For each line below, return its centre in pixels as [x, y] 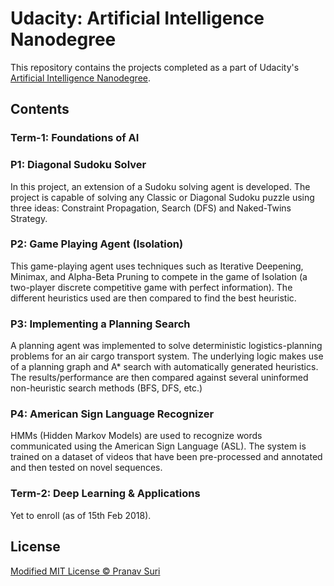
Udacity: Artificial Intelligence [137, 18]
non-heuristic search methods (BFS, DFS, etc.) [106, 388]
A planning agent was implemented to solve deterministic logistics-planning [166, 346]
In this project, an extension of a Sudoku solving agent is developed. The [160, 186]
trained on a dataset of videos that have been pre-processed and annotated [166, 457]
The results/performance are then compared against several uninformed [159, 378]
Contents [40, 109]
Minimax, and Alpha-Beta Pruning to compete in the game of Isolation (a [159, 276]
